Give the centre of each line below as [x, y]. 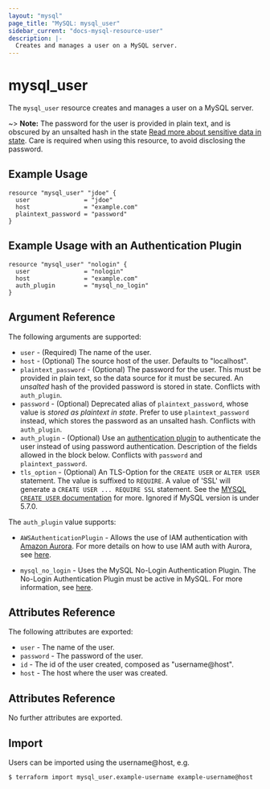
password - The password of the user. [82, 656]
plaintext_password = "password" [72, 214]
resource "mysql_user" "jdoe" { [62, 193]
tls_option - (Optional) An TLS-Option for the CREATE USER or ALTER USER [140, 472]
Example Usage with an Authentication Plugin [125, 246]
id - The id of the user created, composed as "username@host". [127, 664]
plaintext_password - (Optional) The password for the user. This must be [140, 369]
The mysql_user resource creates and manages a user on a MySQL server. [131, 108]
